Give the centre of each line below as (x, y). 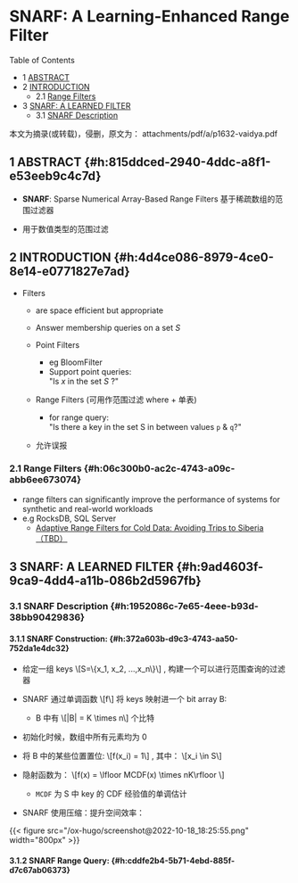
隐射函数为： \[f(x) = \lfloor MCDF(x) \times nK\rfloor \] (123, 775)
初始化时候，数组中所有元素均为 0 (84, 737)
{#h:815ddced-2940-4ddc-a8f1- (178, 162)
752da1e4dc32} (39, 648)
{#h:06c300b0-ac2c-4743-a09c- (159, 468)
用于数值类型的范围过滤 (65, 228)
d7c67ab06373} (40, 870)
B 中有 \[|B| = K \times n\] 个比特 (95, 718)
